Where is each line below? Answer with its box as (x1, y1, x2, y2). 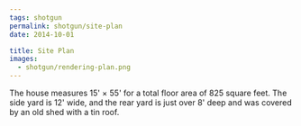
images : (9, 55, 39, 64)
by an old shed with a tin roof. (9, 107, 120, 117)
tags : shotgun (9, 13, 63, 22)
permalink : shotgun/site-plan (9, 22, 123, 31)
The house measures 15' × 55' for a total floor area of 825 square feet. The (9, 87, 287, 98)
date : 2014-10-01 (9, 30, 75, 39)
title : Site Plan (9, 46, 75, 55)
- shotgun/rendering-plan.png (17, 63, 131, 72)
